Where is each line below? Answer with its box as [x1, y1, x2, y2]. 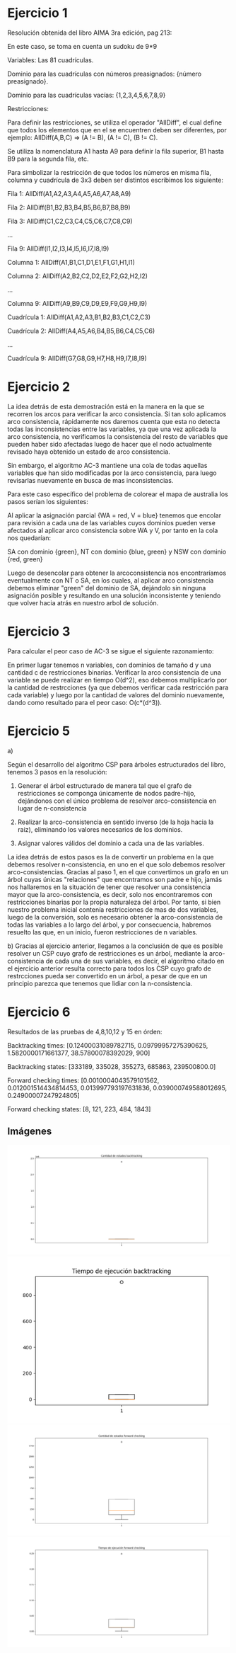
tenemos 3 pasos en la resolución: [7, 767, 107, 776]
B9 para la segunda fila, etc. [7, 154, 90, 163]
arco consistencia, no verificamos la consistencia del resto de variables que [7, 432, 228, 440]
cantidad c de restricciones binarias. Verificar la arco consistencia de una [7, 668, 221, 677]
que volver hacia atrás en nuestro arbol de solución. [7, 598, 159, 607]
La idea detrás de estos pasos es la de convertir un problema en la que [7, 852, 214, 861]
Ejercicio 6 [7, 1004, 71, 1020]
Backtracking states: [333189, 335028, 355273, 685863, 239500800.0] [7, 1062, 216, 1070]
